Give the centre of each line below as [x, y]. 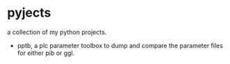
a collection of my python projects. [57, 32]
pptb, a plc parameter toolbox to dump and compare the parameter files [120, 45]
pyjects [29, 13]
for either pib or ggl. [46, 53]
